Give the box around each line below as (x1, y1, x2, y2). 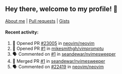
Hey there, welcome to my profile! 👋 (5, 5, 118, 13)
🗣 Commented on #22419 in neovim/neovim (12, 64, 104, 70)
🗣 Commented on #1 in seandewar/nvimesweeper (12, 51, 116, 57)
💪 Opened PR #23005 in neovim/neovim (12, 40, 95, 46)
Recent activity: (5, 29, 39, 35)
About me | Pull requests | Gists (5, 18, 70, 24)
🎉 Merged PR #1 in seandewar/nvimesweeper (12, 58, 106, 64)
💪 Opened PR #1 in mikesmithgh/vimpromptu (12, 45, 104, 52)
